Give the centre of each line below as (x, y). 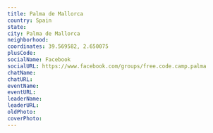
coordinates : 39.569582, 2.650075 (58, 46)
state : (17, 27)
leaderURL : (23, 106)
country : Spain (30, 20)
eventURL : (22, 92)
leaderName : (25, 99)
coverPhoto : (25, 118)
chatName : (22, 72)
